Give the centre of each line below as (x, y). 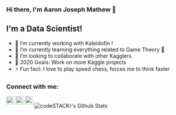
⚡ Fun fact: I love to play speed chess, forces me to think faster (92, 69)
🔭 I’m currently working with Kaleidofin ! (64, 43)
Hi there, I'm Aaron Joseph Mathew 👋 (61, 10)
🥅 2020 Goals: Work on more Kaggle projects (70, 62)
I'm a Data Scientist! (44, 29)
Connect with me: (33, 86)
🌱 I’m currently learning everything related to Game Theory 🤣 (90, 49)
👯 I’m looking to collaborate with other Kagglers (73, 55)
